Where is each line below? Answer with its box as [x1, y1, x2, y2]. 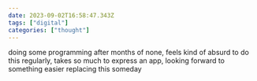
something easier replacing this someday [8, 64, 142, 74]
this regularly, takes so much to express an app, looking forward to [8, 56, 225, 65]
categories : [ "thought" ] [8, 26, 90, 34]
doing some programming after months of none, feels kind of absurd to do [8, 48, 250, 57]
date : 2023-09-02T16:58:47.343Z [8, 11, 114, 20]
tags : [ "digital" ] [8, 19, 69, 27]
